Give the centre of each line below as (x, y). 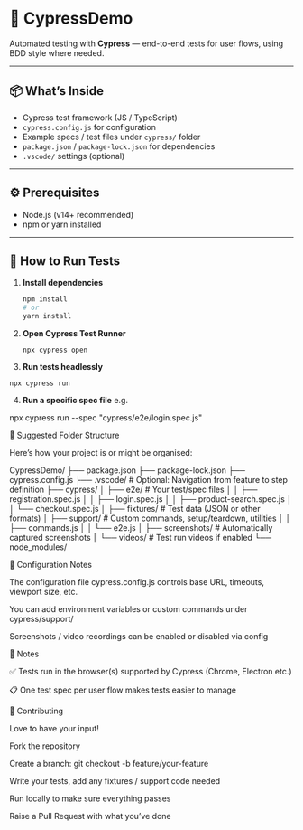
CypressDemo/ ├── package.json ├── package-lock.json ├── (128, 470)
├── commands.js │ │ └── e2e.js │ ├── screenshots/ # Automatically (141, 528)
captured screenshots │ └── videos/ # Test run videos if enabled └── (141, 538)
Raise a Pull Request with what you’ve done (90, 816)
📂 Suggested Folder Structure (64, 435)
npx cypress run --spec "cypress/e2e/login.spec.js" (106, 418)
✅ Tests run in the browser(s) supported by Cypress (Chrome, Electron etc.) (151, 671)
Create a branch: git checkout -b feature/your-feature (109, 764)
